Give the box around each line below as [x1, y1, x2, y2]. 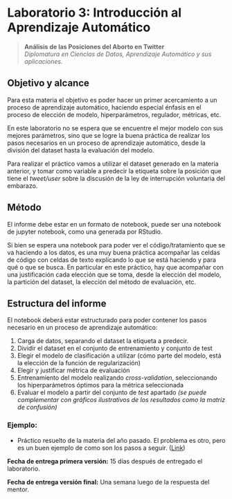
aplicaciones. [24, 57, 63, 65]
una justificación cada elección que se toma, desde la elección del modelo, [7, 270, 222, 279]
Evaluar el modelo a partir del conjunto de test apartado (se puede [17, 388, 207, 396]
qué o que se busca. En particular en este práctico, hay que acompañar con [7, 263, 224, 271]
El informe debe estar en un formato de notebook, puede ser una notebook [7, 220, 222, 228]
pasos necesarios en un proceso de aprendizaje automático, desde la [7, 139, 206, 147]
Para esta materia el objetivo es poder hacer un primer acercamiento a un [7, 96, 217, 104]
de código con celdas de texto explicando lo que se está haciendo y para [7, 255, 217, 264]
